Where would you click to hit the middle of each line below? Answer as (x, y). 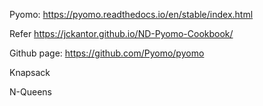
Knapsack (30, 72)
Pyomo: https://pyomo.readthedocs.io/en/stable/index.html (131, 14)
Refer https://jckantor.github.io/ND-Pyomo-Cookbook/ (121, 33)
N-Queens (30, 92)
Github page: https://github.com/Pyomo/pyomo (107, 53)
